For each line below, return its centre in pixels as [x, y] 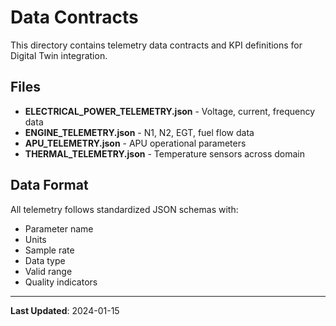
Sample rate [49, 250]
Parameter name [59, 228]
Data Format [49, 185]
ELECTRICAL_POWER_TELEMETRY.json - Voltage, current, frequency [170, 111]
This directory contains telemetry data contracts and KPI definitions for [156, 45]
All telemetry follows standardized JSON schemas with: [124, 209]
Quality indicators [61, 282]
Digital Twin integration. [59, 55]
